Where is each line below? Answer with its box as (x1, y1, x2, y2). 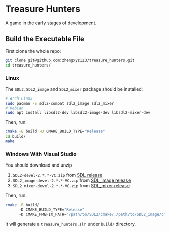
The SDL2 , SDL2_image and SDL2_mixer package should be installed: (5, 86, 143, 92)
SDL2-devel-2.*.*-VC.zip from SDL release (12, 172, 103, 178)
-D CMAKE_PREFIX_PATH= (18, 212, 67, 217)
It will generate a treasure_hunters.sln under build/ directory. (5, 221, 136, 227)
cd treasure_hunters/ (5, 62, 51, 68)
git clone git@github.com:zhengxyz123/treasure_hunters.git (5, 58, 135, 63)
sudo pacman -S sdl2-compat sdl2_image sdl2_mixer (5, 101, 114, 106)
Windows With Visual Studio (5, 150, 77, 157)
